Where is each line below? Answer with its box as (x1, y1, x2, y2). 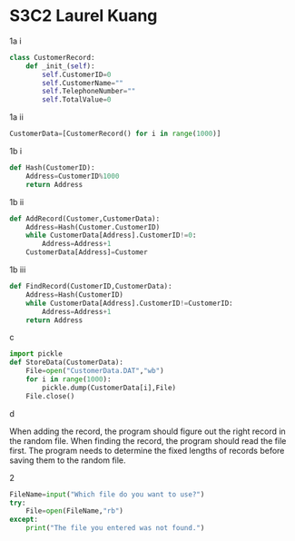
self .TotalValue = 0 (42, 95, 112, 104)
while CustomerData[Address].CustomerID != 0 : (25, 231, 197, 241)
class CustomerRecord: (9, 53, 95, 62)
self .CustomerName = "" (42, 78, 124, 87)
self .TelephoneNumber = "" (42, 87, 136, 96)
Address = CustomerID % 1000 (25, 172, 120, 181)
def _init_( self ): (25, 61, 95, 71)
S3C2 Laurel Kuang (9, 5, 158, 26)
